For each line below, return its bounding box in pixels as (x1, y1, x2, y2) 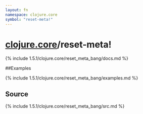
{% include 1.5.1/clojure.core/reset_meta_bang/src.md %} (5, 103, 125, 109)
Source (5, 90, 29, 98)
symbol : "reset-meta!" (5, 17, 53, 22)
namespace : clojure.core (5, 12, 58, 17)
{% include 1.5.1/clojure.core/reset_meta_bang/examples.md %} (5, 75, 138, 81)
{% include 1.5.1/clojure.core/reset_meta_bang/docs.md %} (5, 55, 129, 61)
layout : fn (5, 7, 28, 13)
